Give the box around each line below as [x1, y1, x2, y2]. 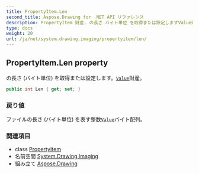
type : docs [6, 25, 33, 31]
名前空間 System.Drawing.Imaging [14, 153, 99, 160]
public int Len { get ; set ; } [6, 86, 81, 92]
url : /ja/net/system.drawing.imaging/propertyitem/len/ [6, 36, 147, 42]
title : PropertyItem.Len [6, 8, 68, 15]
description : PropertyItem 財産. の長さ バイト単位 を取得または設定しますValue [6, 19, 192, 25]
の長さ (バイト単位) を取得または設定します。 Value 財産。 [6, 74, 145, 81]
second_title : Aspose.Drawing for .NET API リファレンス [6, 14, 144, 20]
